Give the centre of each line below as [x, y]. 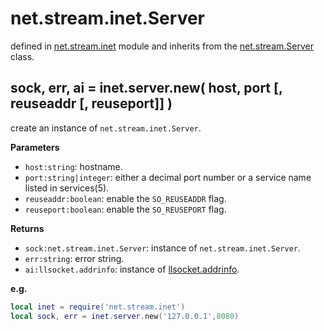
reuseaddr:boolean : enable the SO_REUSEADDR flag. [125, 198]
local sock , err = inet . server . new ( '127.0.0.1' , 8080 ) [125, 316]
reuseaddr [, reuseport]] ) [91, 103]
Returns [27, 228]
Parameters [35, 147]
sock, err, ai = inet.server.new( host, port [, [146, 88]
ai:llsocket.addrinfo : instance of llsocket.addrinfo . [132, 269]
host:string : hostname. [73, 166]
